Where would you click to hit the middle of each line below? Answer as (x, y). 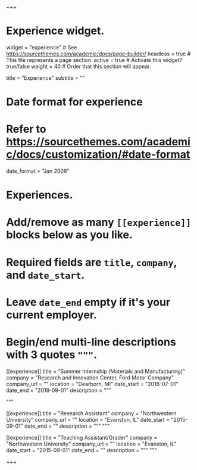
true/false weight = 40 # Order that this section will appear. (79, 66)
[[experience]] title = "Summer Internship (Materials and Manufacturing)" (96, 371)
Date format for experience (74, 102)
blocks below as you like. (69, 235)
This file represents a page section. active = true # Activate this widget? (94, 60)
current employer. (51, 315)
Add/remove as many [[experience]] (99, 222)
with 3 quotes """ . (52, 354)
